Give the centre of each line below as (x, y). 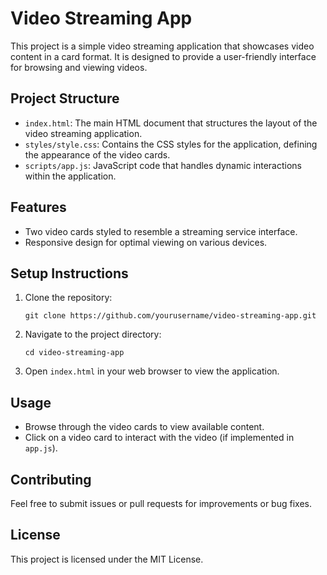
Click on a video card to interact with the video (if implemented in (159, 438)
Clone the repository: (68, 298)
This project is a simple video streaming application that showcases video (162, 46)
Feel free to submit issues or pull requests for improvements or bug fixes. (161, 503)
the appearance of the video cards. (97, 154)
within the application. (70, 176)
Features (38, 207)
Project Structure (65, 98)
